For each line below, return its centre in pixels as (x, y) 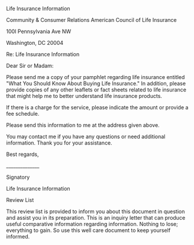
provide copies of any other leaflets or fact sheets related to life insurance (96, 90)
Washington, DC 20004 (35, 43)
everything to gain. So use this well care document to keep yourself (88, 230)
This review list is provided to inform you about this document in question (96, 211)
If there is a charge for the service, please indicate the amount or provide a (97, 107)
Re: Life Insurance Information (43, 54)
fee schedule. (23, 114)
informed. (18, 236)
